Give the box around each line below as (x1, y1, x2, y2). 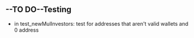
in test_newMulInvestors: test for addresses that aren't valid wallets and (14, 20, 189, 27)
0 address (14, 26, 39, 33)
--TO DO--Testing (5, 5, 72, 15)
